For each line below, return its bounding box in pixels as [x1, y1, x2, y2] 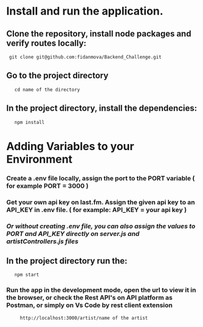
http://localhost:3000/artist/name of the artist [19, 315, 148, 321]
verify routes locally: [6, 38, 87, 48]
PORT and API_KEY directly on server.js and [6, 229, 140, 238]
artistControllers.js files [6, 237, 79, 246]
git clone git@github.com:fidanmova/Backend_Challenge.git [9, 54, 162, 60]
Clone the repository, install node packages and [6, 29, 191, 39]
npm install [14, 119, 45, 125]
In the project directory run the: [6, 255, 128, 266]
